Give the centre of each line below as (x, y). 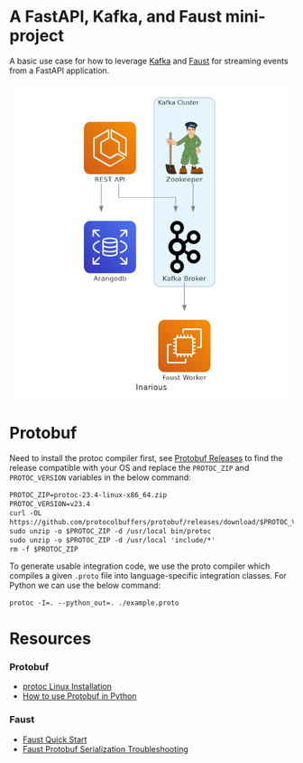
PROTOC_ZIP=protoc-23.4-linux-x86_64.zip (88, 495)
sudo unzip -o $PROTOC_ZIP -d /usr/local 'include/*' (113, 540)
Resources (50, 638)
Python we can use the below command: (85, 585)
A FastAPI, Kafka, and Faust (116, 17)
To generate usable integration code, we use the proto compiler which (140, 566)
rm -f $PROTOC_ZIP (44, 549)
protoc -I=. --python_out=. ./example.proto (94, 603)
